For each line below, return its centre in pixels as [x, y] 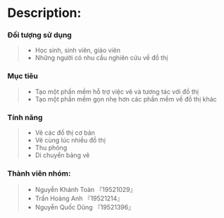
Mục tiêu [23, 76]
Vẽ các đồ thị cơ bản [65, 133]
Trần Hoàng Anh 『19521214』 [79, 198]
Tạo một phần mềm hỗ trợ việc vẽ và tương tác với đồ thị [117, 91]
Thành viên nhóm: [39, 173]
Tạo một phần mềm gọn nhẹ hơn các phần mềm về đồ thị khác [126, 99]
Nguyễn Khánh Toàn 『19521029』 [86, 190]
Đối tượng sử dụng [39, 35]
